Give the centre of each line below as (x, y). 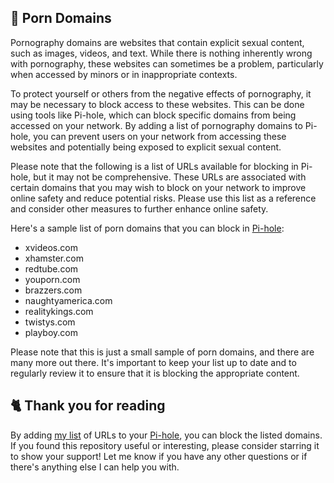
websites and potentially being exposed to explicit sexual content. (146, 147)
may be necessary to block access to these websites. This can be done (157, 104)
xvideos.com (51, 247)
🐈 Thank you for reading (88, 406)
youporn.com (52, 279)
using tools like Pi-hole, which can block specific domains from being (153, 115)
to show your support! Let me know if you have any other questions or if (159, 456)
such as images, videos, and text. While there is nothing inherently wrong (161, 53)
